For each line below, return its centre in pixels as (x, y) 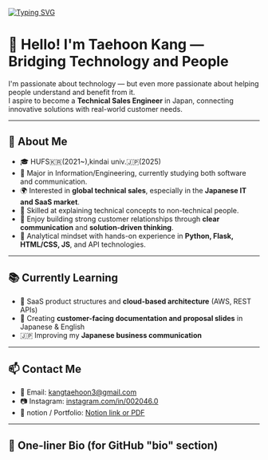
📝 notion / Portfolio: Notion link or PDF (82, 413)
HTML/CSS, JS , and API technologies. (83, 244)
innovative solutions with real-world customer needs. (96, 109)
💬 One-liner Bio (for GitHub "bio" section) (113, 445)
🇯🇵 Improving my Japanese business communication (110, 335)
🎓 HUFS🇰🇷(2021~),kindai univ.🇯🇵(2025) (91, 161)
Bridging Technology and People (118, 62)
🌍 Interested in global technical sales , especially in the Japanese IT (133, 190)
